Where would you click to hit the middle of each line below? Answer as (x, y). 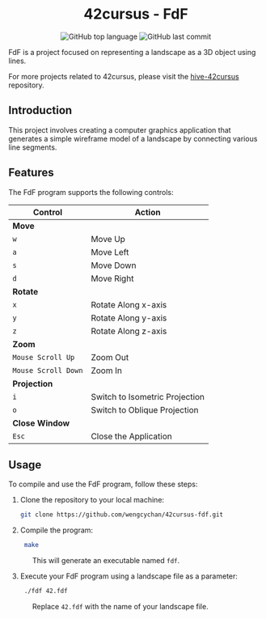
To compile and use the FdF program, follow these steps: (103, 484)
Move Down (114, 265)
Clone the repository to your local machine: (92, 500)
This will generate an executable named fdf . (106, 561)
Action (148, 212)
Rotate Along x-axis (129, 304)
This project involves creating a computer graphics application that (120, 129)
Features (31, 173)
